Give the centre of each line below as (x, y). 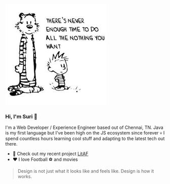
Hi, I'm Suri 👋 (22, 116)
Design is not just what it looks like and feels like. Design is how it (86, 171)
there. (11, 144)
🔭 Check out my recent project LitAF (50, 154)
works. (25, 176)
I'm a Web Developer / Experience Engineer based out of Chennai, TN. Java (84, 127)
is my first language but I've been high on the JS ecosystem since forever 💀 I (85, 133)
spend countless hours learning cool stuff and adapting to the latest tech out (85, 139)
